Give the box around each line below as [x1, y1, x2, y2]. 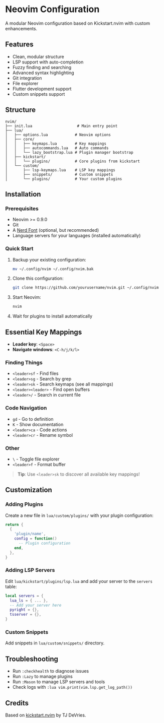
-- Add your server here [10, 603, 62, 608]
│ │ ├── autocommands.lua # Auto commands [5, 145, 109, 151]
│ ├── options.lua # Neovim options [5, 132, 111, 137]
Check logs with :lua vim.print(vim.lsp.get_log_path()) [12, 684, 133, 690]
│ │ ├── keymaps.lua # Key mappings [5, 141, 107, 146]
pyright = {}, [10, 607, 39, 613]
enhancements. [5, 25, 38, 31]
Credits [5, 699, 29, 707]
